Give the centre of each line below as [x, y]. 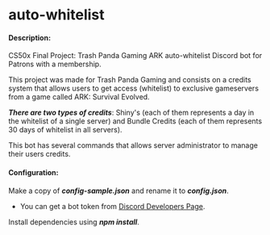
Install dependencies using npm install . [74, 222]
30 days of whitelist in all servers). [65, 130]
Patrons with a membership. [55, 64]
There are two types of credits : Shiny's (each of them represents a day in [131, 113]
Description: [29, 37]
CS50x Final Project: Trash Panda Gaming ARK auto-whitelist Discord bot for [135, 56]
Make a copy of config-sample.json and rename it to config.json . [118, 191]
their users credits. [39, 154]
